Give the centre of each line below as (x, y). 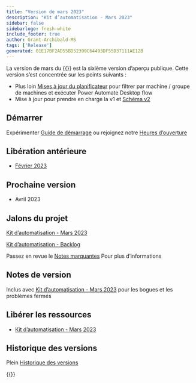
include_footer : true (33, 34)
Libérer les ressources (49, 315)
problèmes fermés (29, 296)
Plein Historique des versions (42, 363)
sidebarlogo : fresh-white (38, 29)
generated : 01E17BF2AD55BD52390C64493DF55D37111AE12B (75, 51)
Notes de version (39, 275)
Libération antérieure (46, 151)
